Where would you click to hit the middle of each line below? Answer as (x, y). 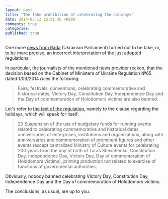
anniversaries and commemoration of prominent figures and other (86, 140)
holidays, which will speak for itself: (42, 114)
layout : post (19, 10)
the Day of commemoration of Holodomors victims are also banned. (88, 99)
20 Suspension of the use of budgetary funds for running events (84, 124)
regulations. (18, 58)
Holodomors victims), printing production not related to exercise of (87, 161)
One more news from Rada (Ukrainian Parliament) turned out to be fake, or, (83, 47)
